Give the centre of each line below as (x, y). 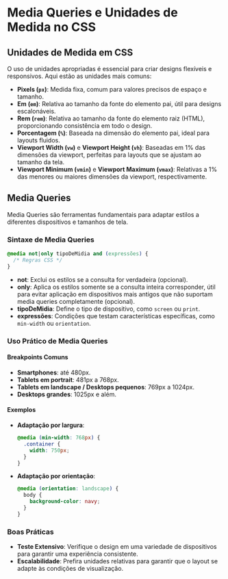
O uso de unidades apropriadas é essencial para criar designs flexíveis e (110, 69)
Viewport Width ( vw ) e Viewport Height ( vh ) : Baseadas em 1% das (111, 147)
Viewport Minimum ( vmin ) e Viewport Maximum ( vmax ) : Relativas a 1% (117, 169)
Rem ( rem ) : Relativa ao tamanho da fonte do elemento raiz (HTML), (111, 118)
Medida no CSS (52, 27)
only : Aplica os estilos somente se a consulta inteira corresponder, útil (116, 287)
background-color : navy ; (65, 502)
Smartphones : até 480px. (54, 372)
